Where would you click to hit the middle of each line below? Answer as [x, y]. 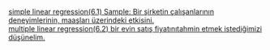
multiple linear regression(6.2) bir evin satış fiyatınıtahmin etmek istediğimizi [135, 29]
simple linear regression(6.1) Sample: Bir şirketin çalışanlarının [111, 12]
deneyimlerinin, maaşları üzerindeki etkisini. [81, 20]
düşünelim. [27, 37]
